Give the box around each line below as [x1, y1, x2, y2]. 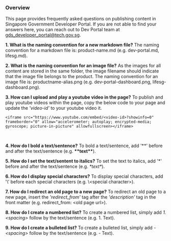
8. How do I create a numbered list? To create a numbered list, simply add [5, 209, 162, 215]
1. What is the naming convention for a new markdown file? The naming [5, 42, 159, 48]
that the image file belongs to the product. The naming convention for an [5, 74, 158, 80]
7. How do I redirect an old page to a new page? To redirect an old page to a [5, 188, 166, 195]
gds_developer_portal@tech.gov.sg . [5, 32, 81, 38]
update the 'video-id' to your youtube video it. [5, 105, 102, 111]
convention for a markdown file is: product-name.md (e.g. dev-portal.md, [5, 47, 159, 54]
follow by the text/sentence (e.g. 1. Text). [29, 215, 115, 221]
